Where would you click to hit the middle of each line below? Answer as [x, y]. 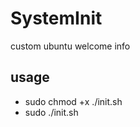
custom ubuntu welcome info [70, 46]
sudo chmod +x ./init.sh [73, 101]
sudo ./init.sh [51, 112]
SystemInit [56, 18]
